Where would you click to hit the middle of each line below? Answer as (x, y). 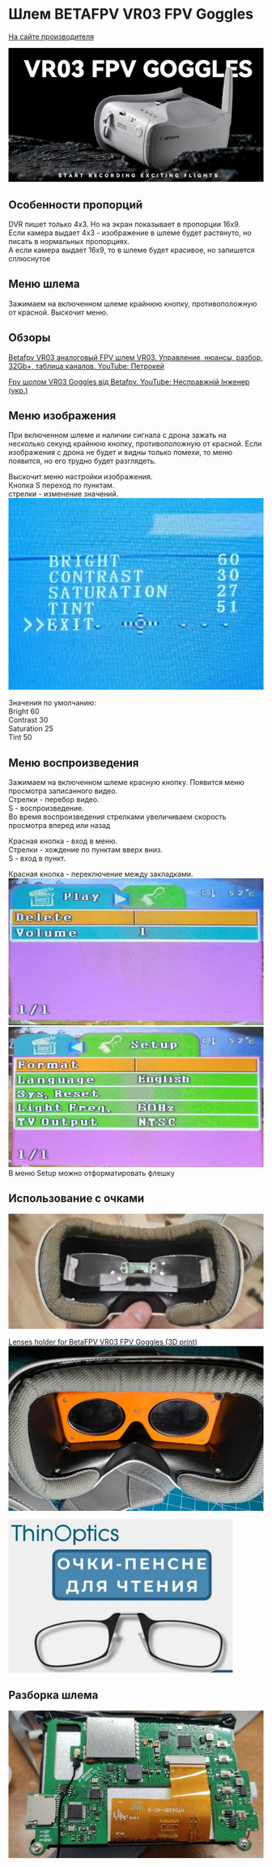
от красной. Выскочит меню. (58, 312)
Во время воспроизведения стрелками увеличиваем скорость (117, 817)
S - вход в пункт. (37, 858)
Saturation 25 (31, 729)
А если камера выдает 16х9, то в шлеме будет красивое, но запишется (132, 250)
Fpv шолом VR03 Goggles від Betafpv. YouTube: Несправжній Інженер (129, 381)
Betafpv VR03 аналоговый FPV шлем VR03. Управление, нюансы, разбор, (136, 357)
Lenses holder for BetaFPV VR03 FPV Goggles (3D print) (103, 1341)
